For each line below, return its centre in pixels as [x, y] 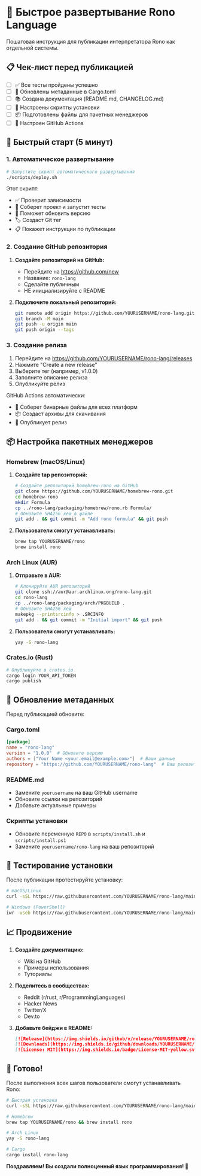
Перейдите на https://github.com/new [71, 271]
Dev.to [32, 1016]
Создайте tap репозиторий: [51, 475]
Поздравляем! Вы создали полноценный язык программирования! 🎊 [98, 1166]
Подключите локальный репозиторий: [66, 302]
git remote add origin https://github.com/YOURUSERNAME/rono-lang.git [105, 313]
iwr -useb [19, 913]
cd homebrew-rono [36, 497]
